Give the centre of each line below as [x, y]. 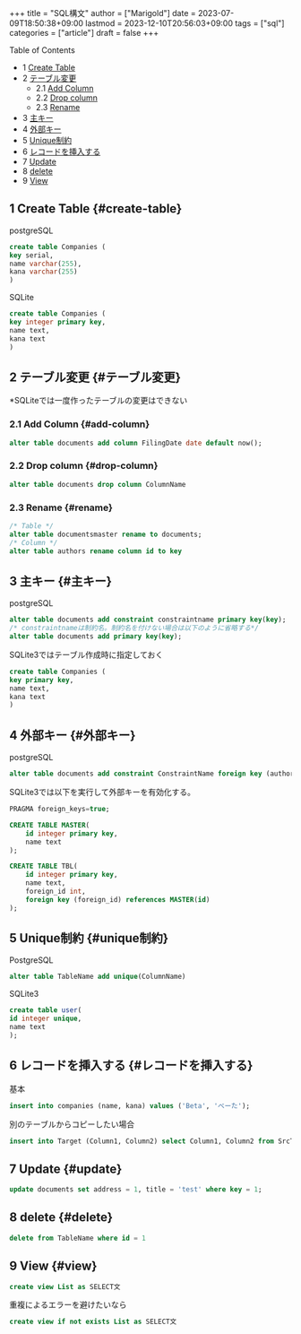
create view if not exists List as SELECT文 [93, 1322]
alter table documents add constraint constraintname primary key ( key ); [148, 620]
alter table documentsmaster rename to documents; [106, 534]
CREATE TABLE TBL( [43, 866]
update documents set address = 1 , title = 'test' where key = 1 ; [136, 1190]
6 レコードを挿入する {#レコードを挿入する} [131, 1065]
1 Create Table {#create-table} [96, 209]
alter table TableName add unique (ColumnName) [98, 977]
